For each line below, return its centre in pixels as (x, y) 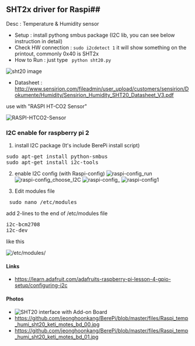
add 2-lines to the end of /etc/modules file (57, 213)
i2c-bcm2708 (23, 225)
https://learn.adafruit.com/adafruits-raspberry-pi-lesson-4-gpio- (93, 279)
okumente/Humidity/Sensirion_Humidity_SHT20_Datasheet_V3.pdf (94, 95)
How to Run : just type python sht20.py (63, 60)
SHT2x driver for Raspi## (53, 10)
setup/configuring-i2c (41, 285)
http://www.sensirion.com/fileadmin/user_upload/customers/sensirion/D (102, 89)
